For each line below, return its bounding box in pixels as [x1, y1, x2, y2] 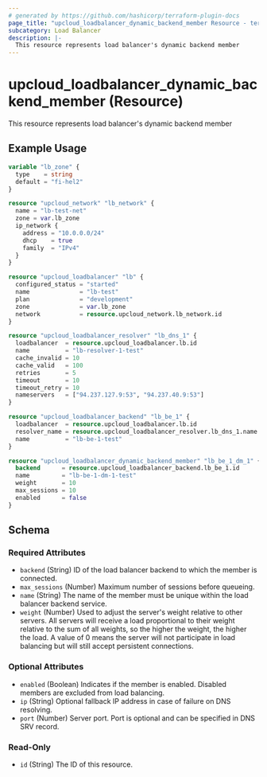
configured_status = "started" [15, 280, 119, 289]
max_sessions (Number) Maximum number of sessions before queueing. [19, 582, 255, 592]
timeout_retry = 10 [15, 384, 80, 392]
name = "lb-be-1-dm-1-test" [15, 471, 137, 480]
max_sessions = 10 [15, 486, 77, 494]
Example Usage [8, 142, 87, 155]
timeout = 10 [15, 376, 80, 385]
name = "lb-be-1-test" [15, 435, 123, 443]
